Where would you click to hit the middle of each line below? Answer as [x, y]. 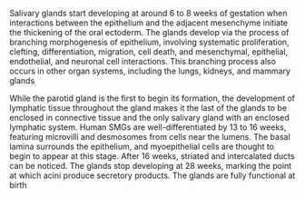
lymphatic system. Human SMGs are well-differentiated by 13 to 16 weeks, [148, 127]
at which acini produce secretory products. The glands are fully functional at [152, 175]
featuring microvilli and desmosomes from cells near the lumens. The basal [150, 137]
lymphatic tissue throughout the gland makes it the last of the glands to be [148, 108]
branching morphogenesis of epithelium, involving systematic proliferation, [149, 42]
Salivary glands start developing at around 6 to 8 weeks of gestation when [148, 13]
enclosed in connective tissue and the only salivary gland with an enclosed [149, 118]
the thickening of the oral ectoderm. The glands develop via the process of [149, 32]
